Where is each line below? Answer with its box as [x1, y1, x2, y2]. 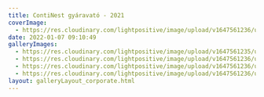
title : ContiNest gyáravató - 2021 [8, 11, 125, 20]
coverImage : [8, 19, 47, 27]
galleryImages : [8, 41, 58, 48]
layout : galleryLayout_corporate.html [8, 77, 135, 84]
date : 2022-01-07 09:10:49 [8, 33, 97, 41]
